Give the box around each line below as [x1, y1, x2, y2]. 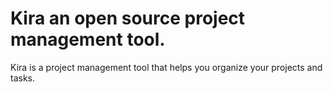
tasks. [10, 72, 36, 84]
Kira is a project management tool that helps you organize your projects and [10, 61, 323, 73]
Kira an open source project [10, 7, 246, 30]
